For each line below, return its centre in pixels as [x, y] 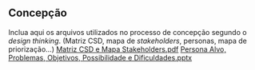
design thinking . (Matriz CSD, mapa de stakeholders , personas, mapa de [128, 41]
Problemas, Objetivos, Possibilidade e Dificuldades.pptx [100, 57]
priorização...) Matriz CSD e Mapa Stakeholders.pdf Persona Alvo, [117, 49]
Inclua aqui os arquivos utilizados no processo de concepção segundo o [127, 32]
